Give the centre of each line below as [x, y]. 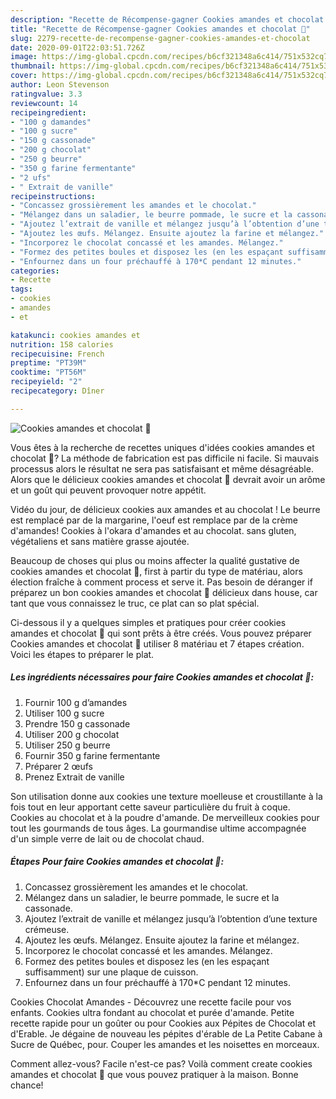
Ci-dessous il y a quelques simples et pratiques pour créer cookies [148, 622]
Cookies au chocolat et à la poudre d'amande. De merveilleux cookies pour [165, 817]
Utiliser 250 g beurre [67, 745]
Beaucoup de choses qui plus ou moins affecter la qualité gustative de [155, 560]
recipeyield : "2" [46, 382]
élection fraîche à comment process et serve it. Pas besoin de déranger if [161, 582]
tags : [21, 289]
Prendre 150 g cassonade [77, 723]
